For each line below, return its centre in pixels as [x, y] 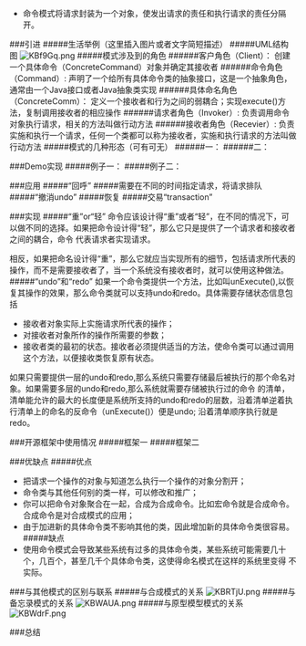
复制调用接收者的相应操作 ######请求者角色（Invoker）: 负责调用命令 [157, 113]
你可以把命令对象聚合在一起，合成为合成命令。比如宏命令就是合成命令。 [158, 504]
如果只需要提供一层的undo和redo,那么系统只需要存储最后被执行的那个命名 [148, 377]
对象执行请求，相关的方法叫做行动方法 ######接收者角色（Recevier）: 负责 [152, 124]
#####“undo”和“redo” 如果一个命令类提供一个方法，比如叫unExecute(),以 [148, 281]
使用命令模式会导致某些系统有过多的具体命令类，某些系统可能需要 [146, 549]
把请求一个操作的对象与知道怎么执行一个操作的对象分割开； [134, 481]
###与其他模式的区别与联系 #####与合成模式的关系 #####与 [153, 592]
